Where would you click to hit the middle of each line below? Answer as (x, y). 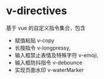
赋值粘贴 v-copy (35, 40)
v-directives (37, 11)
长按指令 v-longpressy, (43, 48)
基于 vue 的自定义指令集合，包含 (46, 28)
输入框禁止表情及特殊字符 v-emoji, (56, 55)
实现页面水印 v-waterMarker (49, 70)
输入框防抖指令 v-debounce (48, 62)
